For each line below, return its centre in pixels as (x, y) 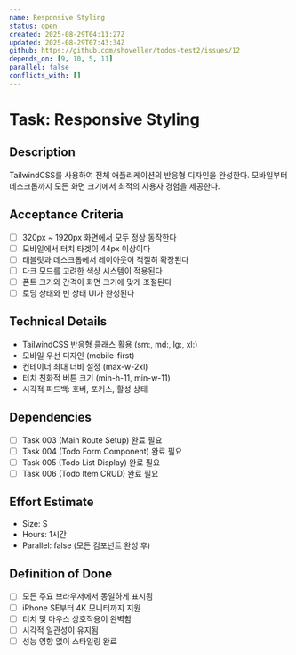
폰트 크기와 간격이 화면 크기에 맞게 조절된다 (97, 282)
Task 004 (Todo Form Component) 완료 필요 (102, 451)
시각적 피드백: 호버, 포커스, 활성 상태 (85, 389)
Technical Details (58, 322)
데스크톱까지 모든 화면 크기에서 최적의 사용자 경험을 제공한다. (115, 186)
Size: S (35, 523)
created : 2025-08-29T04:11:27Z (67, 34)
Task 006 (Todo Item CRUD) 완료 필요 (90, 473)
